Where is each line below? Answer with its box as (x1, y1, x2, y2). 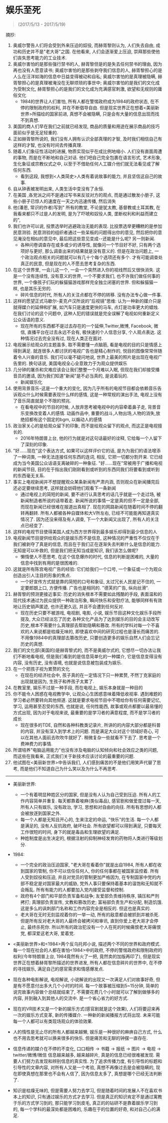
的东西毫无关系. (12, 472, 45, 478)
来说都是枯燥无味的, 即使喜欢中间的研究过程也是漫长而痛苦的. (33, 628, 160, 634)
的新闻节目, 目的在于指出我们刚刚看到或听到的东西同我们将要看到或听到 (12, 466, 160, 472)
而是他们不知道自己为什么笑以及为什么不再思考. (19, 765, 118, 771)
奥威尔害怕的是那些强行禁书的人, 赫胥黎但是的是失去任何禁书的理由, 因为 (12, 61, 163, 67)
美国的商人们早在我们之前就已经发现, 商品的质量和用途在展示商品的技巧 (12, 123, 160, 129)
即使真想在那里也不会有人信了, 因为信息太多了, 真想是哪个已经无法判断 (17, 1071, 163, 1077)
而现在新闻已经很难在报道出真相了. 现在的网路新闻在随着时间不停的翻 (20, 503, 163, 509)
